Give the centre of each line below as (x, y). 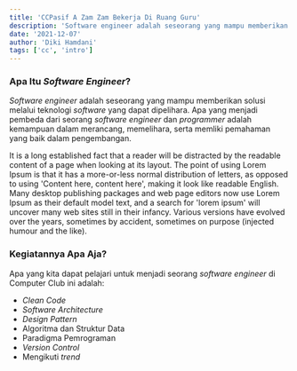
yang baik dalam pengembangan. (70, 138)
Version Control (51, 347)
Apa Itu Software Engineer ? (70, 82)
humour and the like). (48, 231)
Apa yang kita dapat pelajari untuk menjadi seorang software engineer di (142, 273)
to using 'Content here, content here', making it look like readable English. (144, 184)
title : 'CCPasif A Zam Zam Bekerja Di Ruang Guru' (105, 17)
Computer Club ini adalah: (57, 283)
